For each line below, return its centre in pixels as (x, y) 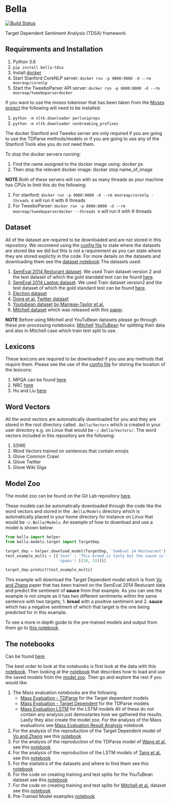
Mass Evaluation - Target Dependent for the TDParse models (85, 703)
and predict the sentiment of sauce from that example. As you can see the (84, 590)
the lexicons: (19, 370)
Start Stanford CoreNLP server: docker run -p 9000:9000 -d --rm (82, 78)
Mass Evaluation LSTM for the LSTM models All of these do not (87, 709)
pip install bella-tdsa (38, 67)
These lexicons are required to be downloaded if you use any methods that (84, 359)
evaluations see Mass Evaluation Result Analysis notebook (82, 725)
